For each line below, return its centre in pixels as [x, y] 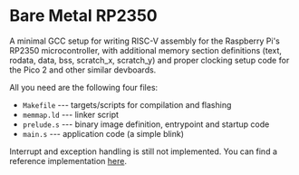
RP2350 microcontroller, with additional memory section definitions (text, [146, 50]
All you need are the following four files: [84, 87]
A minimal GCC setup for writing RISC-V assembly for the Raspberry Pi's [145, 41]
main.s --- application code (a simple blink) [103, 133]
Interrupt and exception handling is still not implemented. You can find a [144, 151]
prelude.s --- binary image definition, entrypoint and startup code [146, 124]
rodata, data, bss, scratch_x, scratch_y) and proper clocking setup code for [149, 60]
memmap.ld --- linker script [71, 114]
